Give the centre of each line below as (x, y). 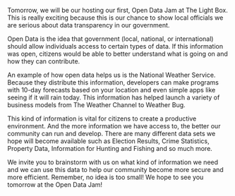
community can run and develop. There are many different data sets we (112, 134)
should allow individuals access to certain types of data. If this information (115, 46)
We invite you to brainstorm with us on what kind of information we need (113, 162)
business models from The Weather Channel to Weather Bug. (96, 105)
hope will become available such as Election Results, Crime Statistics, (108, 141)
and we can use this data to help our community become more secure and (115, 170)
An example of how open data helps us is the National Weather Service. (112, 75)
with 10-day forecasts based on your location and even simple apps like (112, 90)
